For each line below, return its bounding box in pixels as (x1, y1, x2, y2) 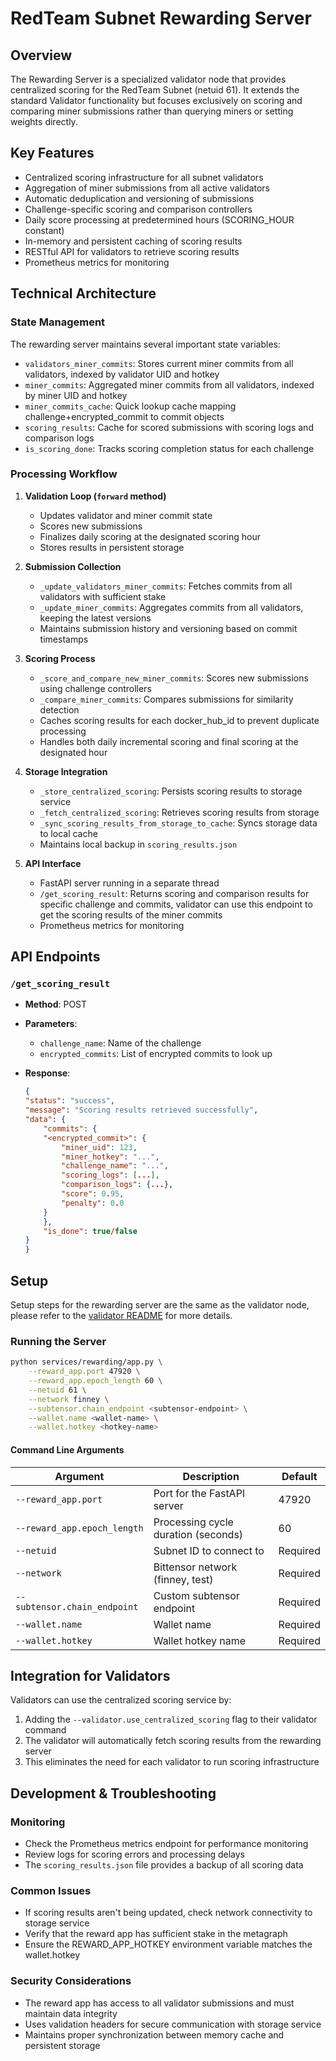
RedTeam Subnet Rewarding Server (10, 7, 312, 30)
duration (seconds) (153, 1527, 244, 1541)
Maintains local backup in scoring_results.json (39, 838, 238, 850)
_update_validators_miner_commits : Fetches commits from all (39, 580, 293, 592)
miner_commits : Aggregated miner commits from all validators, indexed (24, 378, 315, 391)
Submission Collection (24, 560, 122, 572)
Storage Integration (24, 765, 108, 777)
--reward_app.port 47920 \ (28, 1367, 141, 1377)
